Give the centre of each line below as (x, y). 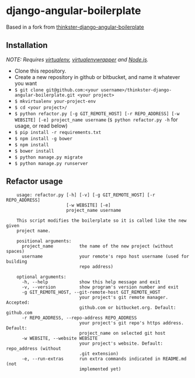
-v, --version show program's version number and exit (100, 287)
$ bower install (34, 151)
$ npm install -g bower (43, 139)
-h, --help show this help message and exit (91, 282)
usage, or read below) (41, 126)
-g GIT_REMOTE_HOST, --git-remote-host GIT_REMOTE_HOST (91, 292)
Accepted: (18, 303)
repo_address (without (34, 348)
